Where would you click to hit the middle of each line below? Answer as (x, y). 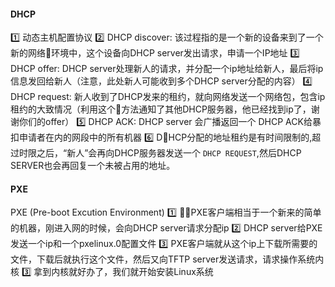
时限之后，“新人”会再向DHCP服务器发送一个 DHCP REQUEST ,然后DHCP (160, 153)
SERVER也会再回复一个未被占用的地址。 (93, 166)
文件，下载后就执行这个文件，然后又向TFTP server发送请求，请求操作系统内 (167, 259)
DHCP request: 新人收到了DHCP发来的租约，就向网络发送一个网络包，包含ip (168, 97)
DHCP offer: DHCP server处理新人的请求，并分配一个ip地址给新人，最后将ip (167, 69)
